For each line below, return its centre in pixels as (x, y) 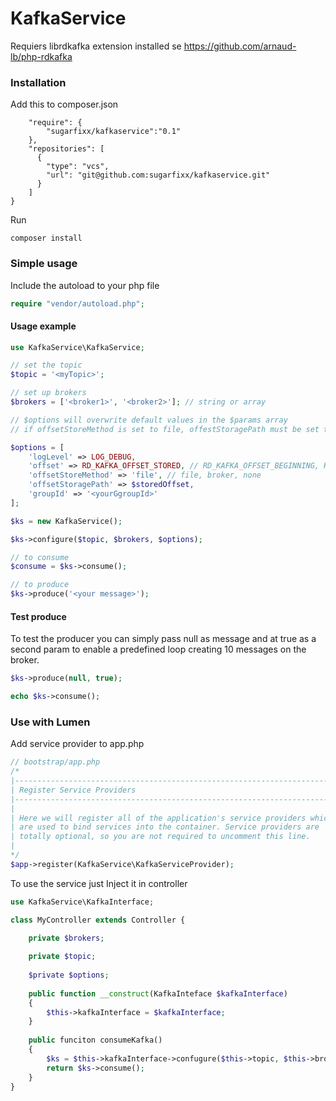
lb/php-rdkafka (41, 56)
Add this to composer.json (64, 104)
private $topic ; (62, 957)
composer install (46, 238)
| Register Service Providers (73, 790)
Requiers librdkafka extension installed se (96, 46)
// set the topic (46, 365)
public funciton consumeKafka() (95, 1040)
